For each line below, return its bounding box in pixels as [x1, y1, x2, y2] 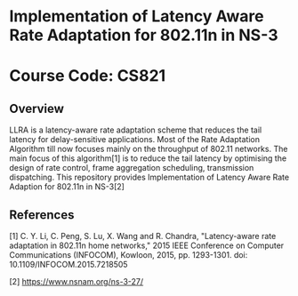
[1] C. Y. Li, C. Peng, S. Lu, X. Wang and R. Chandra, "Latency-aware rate [9, 231, 277, 241]
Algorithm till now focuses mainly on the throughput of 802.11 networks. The [9, 144, 288, 155]
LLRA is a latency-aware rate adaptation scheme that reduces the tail [9, 124, 262, 135]
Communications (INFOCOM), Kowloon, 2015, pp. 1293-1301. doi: [9, 250, 248, 260]
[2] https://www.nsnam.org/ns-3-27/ [9, 276, 144, 286]
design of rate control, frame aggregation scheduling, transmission [9, 163, 254, 173]
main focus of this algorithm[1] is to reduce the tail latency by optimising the [9, 153, 287, 164]
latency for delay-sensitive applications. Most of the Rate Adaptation [9, 134, 261, 145]
